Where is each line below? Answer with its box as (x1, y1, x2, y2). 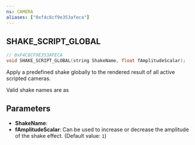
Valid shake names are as (6, 87, 69, 94)
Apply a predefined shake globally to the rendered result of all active (6, 69, 175, 76)
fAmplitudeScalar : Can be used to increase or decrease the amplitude (14, 126, 190, 133)
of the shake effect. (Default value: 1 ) (14, 132, 106, 139)
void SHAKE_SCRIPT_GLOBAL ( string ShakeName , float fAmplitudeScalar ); (6, 58, 186, 64)
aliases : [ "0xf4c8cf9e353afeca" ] (6, 14, 90, 20)
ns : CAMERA (6, 8, 33, 15)
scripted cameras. (6, 75, 51, 82)
